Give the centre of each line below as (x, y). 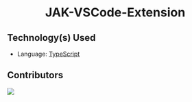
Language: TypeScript (48, 54)
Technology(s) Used (51, 38)
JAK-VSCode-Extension (115, 13)
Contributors (35, 75)
